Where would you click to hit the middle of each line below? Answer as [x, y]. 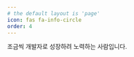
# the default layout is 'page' [54, 13]
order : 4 [20, 26]
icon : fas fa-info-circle [44, 20]
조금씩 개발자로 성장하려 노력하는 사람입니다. [67, 47]
